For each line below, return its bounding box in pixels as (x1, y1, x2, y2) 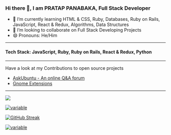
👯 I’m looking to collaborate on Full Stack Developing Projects (12, 27, 141, 33)
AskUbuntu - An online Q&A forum (12, 75, 85, 81)
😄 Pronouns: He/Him (12, 33, 58, 39)
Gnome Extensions (12, 80, 52, 86)
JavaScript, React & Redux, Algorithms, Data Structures (12, 21, 129, 28)
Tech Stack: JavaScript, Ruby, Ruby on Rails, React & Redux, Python (5, 48, 152, 55)
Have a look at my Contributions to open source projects (5, 65, 124, 71)
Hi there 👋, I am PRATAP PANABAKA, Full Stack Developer (5, 5, 151, 12)
